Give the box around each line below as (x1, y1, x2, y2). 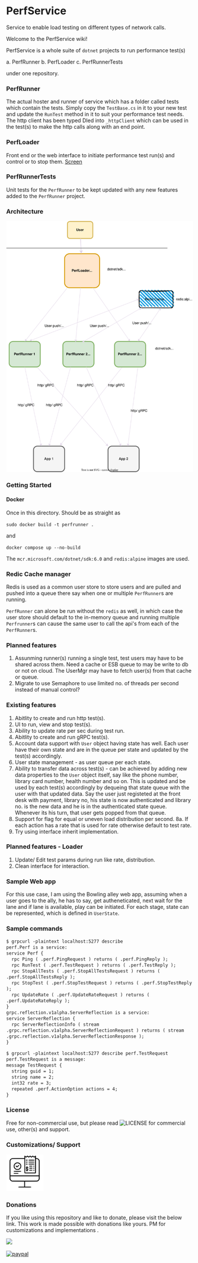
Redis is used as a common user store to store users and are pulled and (6, 583, 181, 590)
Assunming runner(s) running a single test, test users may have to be (14, 654, 184, 662)
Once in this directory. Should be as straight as (6, 509, 120, 516)
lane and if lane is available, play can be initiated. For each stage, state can (6, 903, 189, 911)
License (6, 1106, 30, 1114)
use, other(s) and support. (6, 1125, 70, 1132)
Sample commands (6, 924, 63, 933)
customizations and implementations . (6, 1227, 99, 1234)
